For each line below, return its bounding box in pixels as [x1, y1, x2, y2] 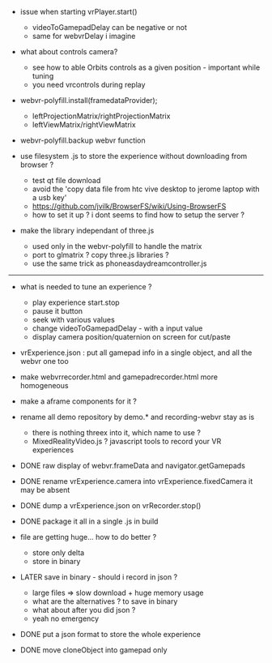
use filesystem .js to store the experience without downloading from [19, 152, 248, 160]
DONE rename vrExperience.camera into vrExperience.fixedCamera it [19, 477, 253, 485]
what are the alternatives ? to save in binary [32, 597, 178, 606]
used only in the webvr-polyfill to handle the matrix [32, 242, 202, 250]
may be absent [19, 485, 70, 494]
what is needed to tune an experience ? [19, 282, 152, 291]
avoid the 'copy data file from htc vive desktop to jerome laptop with [32, 184, 261, 194]
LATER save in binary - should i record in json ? [19, 572, 178, 582]
